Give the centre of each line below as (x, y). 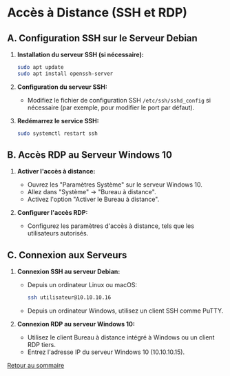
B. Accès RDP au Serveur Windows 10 (90, 155)
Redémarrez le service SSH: (58, 121)
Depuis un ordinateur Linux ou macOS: (82, 285)
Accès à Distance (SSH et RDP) (97, 13)
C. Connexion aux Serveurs (67, 255)
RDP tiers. (42, 345)
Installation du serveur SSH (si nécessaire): (81, 54)
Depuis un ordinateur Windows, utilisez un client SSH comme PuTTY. (125, 311)
